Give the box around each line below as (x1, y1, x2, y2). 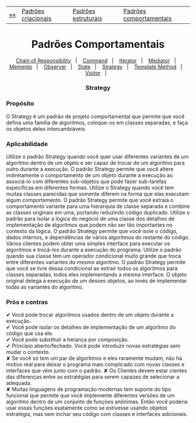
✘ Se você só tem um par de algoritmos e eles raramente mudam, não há (6, 355, 183, 362)
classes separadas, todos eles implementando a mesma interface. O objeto (6, 271, 187, 278)
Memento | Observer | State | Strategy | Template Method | (9, 63, 183, 70)
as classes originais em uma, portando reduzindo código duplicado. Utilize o (6, 209, 190, 216)
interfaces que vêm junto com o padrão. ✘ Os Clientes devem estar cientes (6, 367, 187, 375)
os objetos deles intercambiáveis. (6, 125, 86, 132)
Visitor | (85, 69, 107, 77)
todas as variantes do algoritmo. (6, 283, 83, 290)
